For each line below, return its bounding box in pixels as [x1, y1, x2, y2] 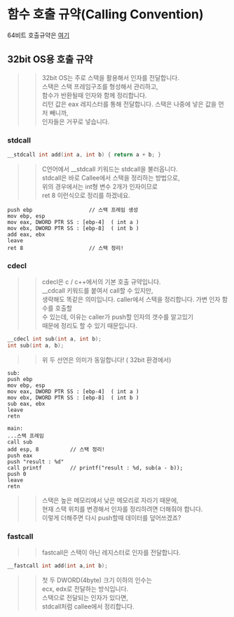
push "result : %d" [7, 458, 64, 465]
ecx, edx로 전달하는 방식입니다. [41, 585, 129, 593]
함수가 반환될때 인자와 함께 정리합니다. [41, 91, 147, 99]
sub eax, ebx [7, 400, 46, 407]
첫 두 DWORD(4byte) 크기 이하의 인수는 [41, 576, 153, 585]
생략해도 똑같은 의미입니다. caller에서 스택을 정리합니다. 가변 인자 [41, 296, 221, 304]
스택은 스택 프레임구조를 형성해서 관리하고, [41, 82, 159, 91]
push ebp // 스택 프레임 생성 [7, 206, 139, 213]
